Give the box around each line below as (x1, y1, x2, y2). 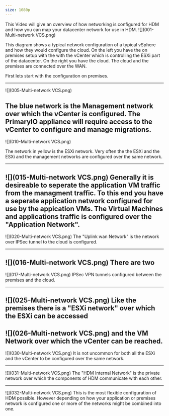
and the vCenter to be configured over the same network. (5, 356, 125, 362)
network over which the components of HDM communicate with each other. (5, 375, 162, 381)
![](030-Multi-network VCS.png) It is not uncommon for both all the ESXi (5, 350, 155, 356)
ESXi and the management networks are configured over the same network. (5, 154, 162, 160)
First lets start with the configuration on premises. (5, 72, 109, 78)
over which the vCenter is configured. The (5, 110, 141, 118)
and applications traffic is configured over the (5, 212, 152, 221)
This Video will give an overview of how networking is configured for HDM (5, 21, 159, 27)
